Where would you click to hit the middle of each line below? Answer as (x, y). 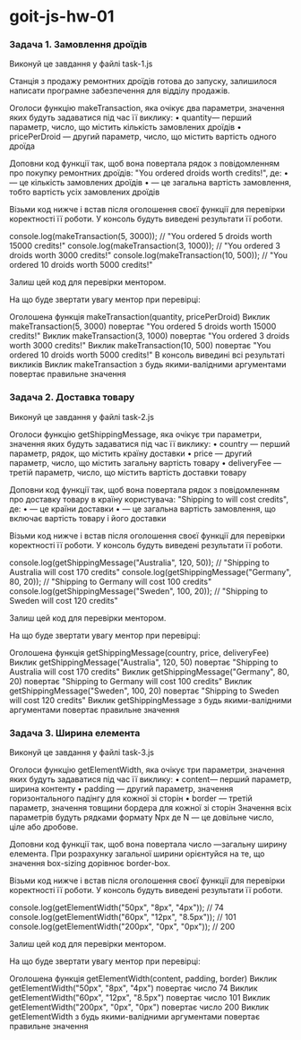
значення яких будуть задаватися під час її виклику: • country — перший (150, 443)
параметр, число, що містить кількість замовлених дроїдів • (125, 127)
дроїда (22, 146)
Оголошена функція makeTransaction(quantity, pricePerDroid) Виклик (140, 317)
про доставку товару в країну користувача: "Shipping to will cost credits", (149, 499)
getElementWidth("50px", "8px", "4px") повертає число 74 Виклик (133, 988)
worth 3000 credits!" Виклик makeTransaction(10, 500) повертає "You (140, 346)
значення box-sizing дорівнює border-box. (90, 864)
